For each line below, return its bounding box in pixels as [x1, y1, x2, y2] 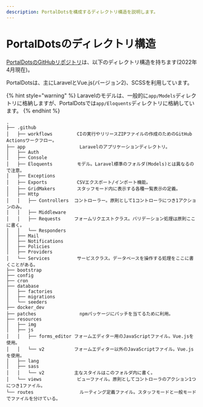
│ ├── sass [6, 363, 39, 369]
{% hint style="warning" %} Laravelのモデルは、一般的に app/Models [6, 92, 176, 99]
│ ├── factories [6, 288, 53, 294]
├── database [6, 283, 39, 289]
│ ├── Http [6, 191, 39, 197]
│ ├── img [6, 321, 36, 327]
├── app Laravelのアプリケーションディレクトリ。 [6, 144, 171, 150]
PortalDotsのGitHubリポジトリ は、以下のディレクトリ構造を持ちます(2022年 [6, 58, 198, 66]
